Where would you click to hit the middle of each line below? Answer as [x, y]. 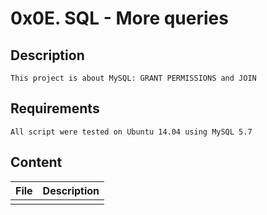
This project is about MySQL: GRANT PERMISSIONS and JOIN [133, 78]
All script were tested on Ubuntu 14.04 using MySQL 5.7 [131, 132]
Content [36, 162]
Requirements [55, 108]
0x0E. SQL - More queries [119, 18]
